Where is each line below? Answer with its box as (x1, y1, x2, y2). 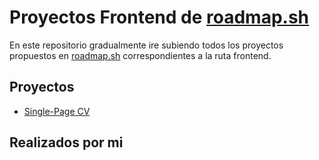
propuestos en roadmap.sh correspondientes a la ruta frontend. (9, 49, 272, 61)
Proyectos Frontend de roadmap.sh (9, 6, 310, 29)
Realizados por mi (9, 134, 124, 151)
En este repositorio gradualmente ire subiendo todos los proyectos (9, 39, 284, 51)
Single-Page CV (23, 105, 91, 117)
